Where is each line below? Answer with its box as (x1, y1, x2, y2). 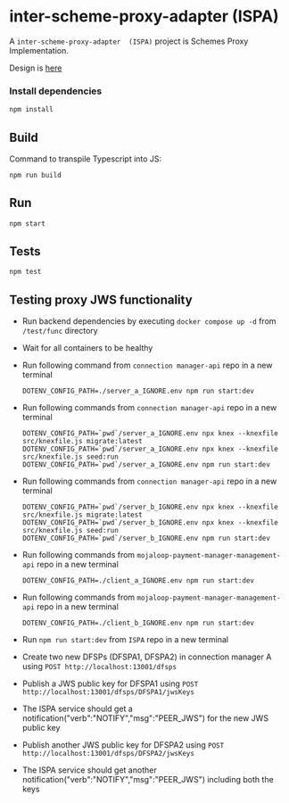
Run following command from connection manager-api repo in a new (21, 360, 273, 370)
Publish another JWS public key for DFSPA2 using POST (21, 739, 225, 750)
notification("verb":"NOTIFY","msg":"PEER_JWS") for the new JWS (21, 712, 269, 724)
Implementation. (9, 45, 70, 55)
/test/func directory (21, 325, 98, 335)
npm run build (9, 170, 62, 179)
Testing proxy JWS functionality (9, 292, 194, 307)
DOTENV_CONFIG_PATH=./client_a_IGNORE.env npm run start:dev (21, 575, 255, 585)
